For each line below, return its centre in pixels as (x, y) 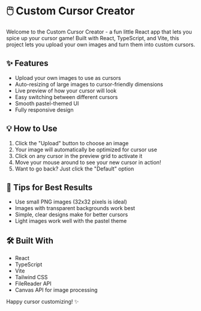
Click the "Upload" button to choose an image (72, 143)
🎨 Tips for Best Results (49, 187)
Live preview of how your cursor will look (66, 91)
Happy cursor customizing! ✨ (43, 302)
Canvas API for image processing (56, 290)
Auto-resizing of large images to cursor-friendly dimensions (89, 84)
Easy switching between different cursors (66, 97)
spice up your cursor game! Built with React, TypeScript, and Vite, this (93, 38)
